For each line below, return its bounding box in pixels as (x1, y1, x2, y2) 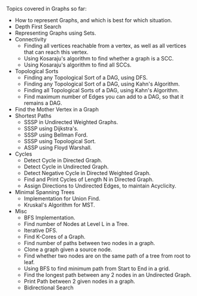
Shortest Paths (14, 112, 52, 119)
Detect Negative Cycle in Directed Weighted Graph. (23, 170, 151, 176)
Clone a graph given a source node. (23, 246, 113, 253)
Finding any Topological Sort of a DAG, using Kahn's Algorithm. (23, 80, 180, 87)
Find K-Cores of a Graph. (23, 233, 86, 240)
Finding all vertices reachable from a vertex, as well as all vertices (23, 42, 187, 49)
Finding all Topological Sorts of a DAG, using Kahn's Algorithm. (23, 87, 180, 93)
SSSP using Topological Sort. (23, 138, 96, 144)
